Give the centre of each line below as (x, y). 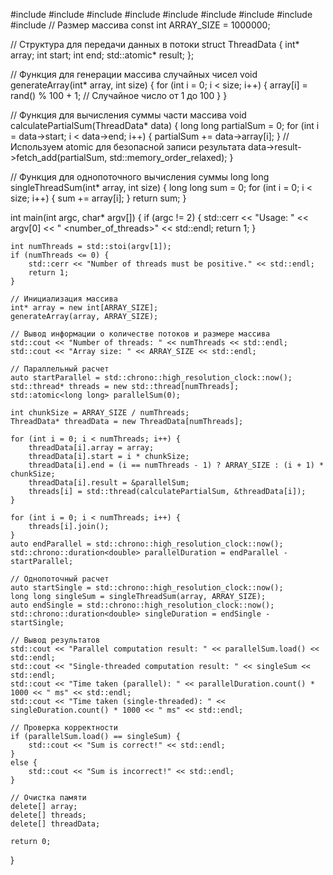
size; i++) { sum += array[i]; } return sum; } (98, 198)
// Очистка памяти (48, 798)
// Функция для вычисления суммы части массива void (128, 115)
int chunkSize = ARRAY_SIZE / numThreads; (100, 413)
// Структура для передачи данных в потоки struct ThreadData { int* (155, 44)
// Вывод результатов (55, 640)
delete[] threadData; (55, 824)
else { (24, 763)
